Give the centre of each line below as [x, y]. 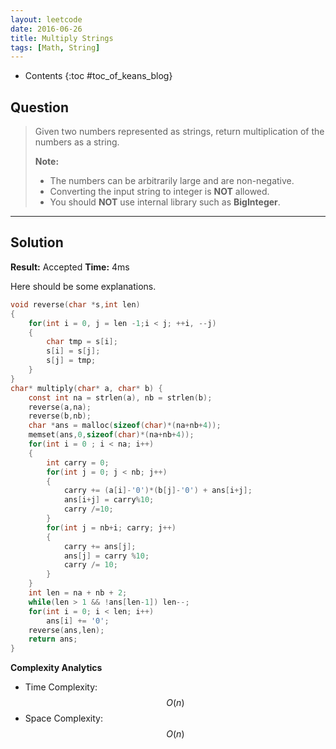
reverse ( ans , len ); [66, 630]
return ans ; [53, 639]
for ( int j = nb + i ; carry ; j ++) [111, 527]
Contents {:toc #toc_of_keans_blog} [98, 76]
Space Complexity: [63, 718]
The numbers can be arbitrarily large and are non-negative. [172, 181]
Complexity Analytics [56, 668]
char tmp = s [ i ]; [82, 342]
